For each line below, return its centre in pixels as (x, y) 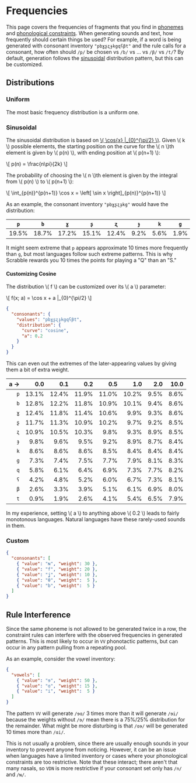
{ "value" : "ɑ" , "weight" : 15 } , (57, 686)
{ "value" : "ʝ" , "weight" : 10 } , (57, 575)
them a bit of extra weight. (38, 370)
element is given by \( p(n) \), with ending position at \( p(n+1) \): (83, 152)
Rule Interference (38, 615)
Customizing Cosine (31, 273)
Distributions (30, 83)
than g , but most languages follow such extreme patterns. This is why (90, 254)
